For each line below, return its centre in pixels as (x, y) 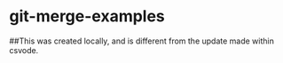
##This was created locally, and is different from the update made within (142, 41)
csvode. (24, 50)
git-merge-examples (87, 16)
